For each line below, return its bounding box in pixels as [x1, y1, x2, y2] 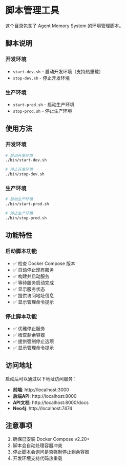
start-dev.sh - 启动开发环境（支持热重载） [12, 68, 104, 74]
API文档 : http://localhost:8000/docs [12, 399, 89, 406]
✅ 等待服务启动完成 [12, 279, 54, 286]
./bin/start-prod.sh [5, 201, 50, 207]
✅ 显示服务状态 [12, 286, 45, 292]
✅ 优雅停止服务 [12, 325, 45, 331]
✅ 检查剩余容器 [12, 332, 45, 338]
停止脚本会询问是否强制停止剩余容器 [12, 449, 90, 455]
